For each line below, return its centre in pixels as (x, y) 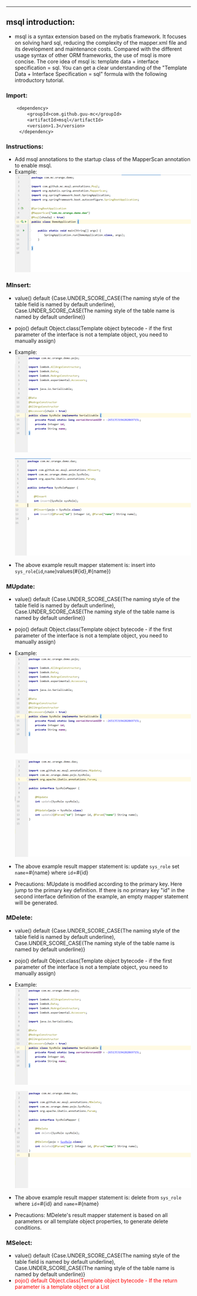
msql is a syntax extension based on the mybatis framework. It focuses (100, 36)
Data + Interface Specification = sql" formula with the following (91, 74)
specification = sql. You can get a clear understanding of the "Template (101, 68)
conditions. (28, 1228)
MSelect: (19, 1242)
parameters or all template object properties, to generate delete (91, 1221)
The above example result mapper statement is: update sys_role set (97, 866)
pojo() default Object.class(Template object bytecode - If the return (96, 1281)
